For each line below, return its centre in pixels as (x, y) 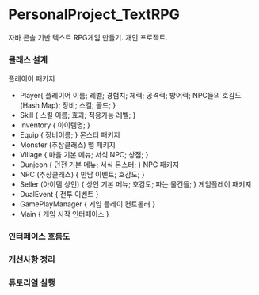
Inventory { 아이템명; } (55, 125)
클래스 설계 (28, 59)
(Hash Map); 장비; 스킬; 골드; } (68, 105)
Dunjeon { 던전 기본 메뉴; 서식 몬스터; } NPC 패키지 (99, 165)
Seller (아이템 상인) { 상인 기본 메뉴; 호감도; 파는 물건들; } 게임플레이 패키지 (135, 184)
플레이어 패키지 (32, 79)
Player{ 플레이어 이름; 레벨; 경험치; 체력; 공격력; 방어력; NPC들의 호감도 (130, 96)
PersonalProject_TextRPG (94, 15)
